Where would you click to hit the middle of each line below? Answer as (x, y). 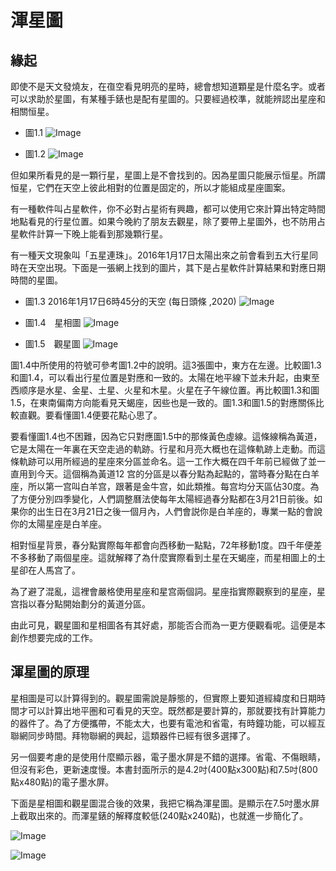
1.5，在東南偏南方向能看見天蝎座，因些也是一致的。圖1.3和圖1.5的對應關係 (163, 402)
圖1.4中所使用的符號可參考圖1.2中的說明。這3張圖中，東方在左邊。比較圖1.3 (166, 365)
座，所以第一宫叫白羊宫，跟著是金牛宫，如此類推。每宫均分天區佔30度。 (160, 486)
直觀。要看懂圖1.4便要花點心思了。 (90, 415)
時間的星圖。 (36, 280)
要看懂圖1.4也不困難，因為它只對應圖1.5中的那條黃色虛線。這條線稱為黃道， (166, 436)
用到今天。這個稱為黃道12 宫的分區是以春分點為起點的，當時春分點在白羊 (169, 474)
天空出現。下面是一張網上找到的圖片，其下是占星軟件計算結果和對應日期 (176, 267)
